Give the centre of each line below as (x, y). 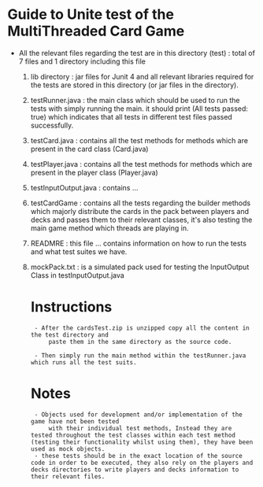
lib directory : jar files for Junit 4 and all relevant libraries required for (142, 76)
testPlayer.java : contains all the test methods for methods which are (141, 164)
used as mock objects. (68, 449)
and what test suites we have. (79, 251)
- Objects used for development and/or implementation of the (139, 415)
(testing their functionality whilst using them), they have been (142, 442)
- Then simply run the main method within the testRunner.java (140, 356)
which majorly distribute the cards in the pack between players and (140, 211)
